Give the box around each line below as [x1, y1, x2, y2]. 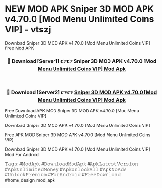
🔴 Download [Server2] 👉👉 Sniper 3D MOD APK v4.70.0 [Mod [6, 89, 157, 95]
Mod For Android [5, 151, 39, 157]
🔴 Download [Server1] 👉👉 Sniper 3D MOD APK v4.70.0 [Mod [7, 57, 157, 64]
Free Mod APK [5, 45, 34, 51]
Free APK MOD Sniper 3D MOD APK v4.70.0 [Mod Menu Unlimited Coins [5, 132, 151, 138]
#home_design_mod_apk [5, 177, 55, 183]
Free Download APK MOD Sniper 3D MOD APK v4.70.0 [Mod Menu [5, 108, 140, 113]
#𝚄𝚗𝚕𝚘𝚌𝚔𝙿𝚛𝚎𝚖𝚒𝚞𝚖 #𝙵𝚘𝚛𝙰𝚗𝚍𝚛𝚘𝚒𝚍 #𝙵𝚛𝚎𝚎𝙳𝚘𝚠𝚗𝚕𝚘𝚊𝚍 [5, 172, 121, 177]
